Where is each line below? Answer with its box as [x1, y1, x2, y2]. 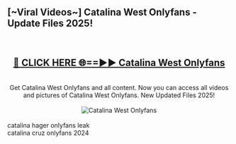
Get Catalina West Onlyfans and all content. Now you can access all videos [9, 83, 229, 92]
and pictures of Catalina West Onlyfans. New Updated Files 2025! [23, 91, 215, 99]
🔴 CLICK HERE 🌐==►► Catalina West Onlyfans [13, 57, 225, 69]
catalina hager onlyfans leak [7, 121, 90, 129]
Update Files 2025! [7, 18, 94, 30]
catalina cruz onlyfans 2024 [7, 128, 89, 137]
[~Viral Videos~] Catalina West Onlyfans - [7, 6, 197, 18]
